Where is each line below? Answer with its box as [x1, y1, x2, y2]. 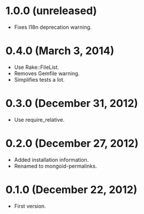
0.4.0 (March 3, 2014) [5, 44, 114, 58]
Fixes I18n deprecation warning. [14, 24, 92, 31]
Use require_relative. [14, 116, 65, 123]
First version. [14, 202, 47, 209]
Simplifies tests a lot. [14, 76, 65, 83]
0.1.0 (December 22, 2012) [5, 183, 138, 196]
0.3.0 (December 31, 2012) [5, 97, 138, 110]
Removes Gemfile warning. [14, 69, 80, 77]
